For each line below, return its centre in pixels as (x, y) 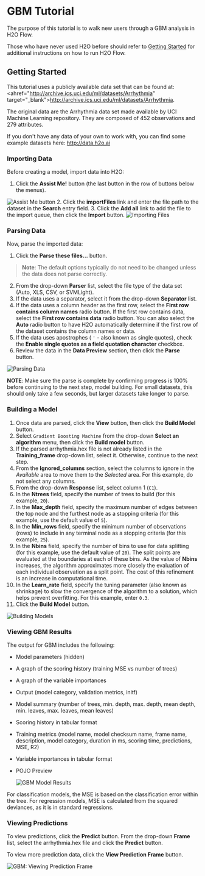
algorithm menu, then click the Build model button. (80, 442)
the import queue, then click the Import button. (66, 215)
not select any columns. (46, 481)
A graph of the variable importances (61, 680)
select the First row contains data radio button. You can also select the (105, 318)
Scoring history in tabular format (56, 722)
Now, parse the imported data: (45, 244)
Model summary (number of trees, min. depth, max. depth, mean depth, (106, 704)
